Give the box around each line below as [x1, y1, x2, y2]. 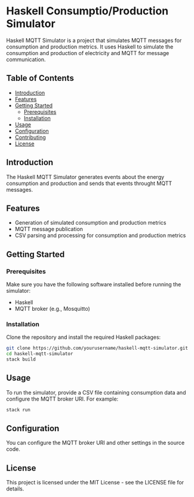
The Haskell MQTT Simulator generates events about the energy [6, 173, 165, 180]
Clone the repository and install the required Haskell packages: [6, 334, 161, 341]
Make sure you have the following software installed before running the [6, 281, 181, 288]
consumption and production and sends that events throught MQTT [6, 180, 173, 187]
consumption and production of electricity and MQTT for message [6, 49, 170, 56]
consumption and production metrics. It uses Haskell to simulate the [6, 43, 174, 50]
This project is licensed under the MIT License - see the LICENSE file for [6, 479, 184, 486]
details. [6, 485, 24, 492]
